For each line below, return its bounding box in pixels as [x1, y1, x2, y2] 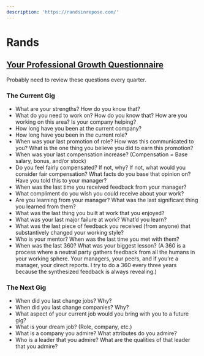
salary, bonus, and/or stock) [15, 157, 87, 164]
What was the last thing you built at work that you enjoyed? [15, 209, 165, 216]
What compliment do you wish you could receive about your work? [15, 189, 184, 197]
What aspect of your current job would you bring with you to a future [15, 310, 189, 317]
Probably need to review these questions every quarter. [6, 76, 147, 83]
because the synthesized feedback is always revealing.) [15, 268, 157, 275]
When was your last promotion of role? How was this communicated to [15, 137, 194, 145]
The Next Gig [6, 283, 47, 292]
